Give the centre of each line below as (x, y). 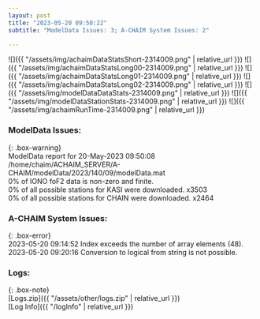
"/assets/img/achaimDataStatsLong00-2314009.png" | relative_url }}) (131, 68)
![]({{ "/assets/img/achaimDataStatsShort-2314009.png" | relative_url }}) (125, 59)
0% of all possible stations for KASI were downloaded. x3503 (108, 190)
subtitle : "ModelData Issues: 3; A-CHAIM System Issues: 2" (109, 30)
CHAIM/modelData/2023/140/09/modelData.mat (87, 173)
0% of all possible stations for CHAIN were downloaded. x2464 (111, 197)
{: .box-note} (29, 290)
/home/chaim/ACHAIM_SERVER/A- (64, 164)
